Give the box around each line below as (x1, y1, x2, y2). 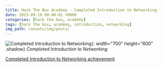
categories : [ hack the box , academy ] (5, 17, 86, 22)
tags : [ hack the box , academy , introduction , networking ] (5, 21, 132, 27)
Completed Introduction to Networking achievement (5, 56, 115, 62)
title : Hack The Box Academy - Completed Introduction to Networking (5, 7, 157, 13)
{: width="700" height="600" (91, 40, 153, 47)
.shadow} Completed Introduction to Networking (5, 46, 108, 52)
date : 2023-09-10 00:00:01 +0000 (5, 12, 77, 17)
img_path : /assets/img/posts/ (5, 27, 70, 32)
